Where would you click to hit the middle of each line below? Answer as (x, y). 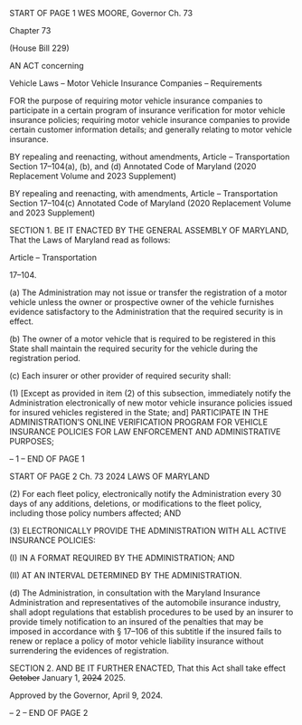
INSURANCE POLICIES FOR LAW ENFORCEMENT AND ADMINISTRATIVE (145, 432)
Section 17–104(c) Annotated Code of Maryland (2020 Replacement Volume (151, 203)
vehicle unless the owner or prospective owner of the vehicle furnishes (142, 302)
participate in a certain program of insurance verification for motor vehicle (147, 110)
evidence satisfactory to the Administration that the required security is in (146, 312)
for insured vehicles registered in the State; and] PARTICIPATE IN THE (139, 412)
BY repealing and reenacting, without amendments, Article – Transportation (150, 157)
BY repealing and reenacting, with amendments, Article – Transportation (144, 193)
